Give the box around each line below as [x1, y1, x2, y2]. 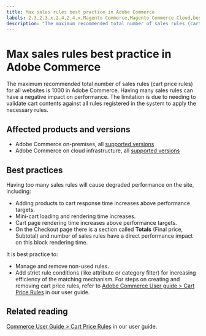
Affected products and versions [6, 124, 131, 135]
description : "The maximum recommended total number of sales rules [6, 20, 185, 26]
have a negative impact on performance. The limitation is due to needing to [6, 93, 196, 101]
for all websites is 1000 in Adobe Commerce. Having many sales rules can [6, 87, 193, 94]
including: [6, 187, 32, 195]
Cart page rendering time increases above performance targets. [15, 219, 177, 226]
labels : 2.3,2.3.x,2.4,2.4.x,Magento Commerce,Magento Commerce [6, 15, 174, 21]
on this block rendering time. [15, 238, 88, 246]
